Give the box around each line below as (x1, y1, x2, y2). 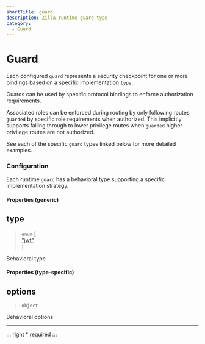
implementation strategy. (6, 182, 69, 190)
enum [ (21, 230, 37, 237)
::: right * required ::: (6, 331, 57, 339)
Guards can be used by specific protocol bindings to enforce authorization (6, 91, 193, 98)
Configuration (6, 162, 49, 171)
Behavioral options (6, 314, 54, 321)
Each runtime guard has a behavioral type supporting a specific (6, 176, 165, 183)
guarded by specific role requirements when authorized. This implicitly (6, 115, 182, 123)
